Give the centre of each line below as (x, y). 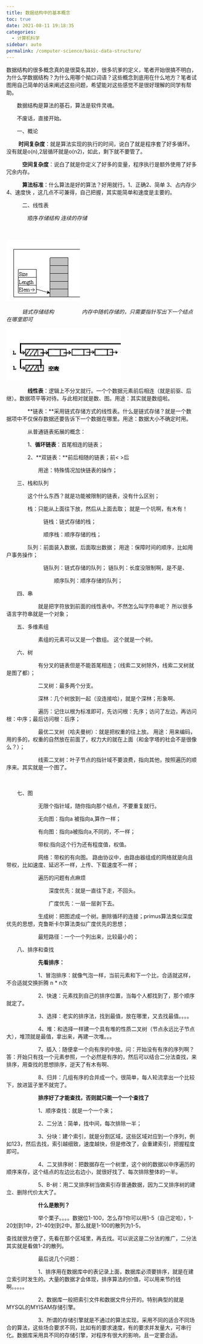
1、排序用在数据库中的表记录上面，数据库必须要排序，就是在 (113, 1271)
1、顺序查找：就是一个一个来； (76, 1111)
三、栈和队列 (33, 483)
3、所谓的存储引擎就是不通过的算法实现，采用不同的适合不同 (114, 1320)
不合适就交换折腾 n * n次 (37, 982)
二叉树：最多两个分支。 (67, 685)
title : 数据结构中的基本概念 (38, 13)
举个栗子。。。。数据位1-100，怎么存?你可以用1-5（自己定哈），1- (116, 1218)
